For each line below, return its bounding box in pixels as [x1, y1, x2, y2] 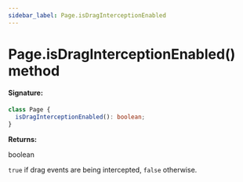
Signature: [8, 88, 43, 98]
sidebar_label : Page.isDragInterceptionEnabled [8, 11, 167, 20]
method [8, 62, 60, 79]
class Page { [8, 106, 51, 114]
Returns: [8, 134, 38, 144]
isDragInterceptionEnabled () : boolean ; [15, 113, 146, 121]
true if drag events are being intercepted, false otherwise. [8, 165, 198, 174]
